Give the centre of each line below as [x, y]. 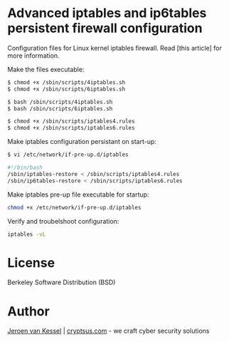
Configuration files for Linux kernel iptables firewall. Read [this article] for [114, 48]
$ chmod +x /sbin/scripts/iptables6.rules [71, 128]
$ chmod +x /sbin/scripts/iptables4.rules [71, 121]
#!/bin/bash [25, 168]
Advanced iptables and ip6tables [107, 13]
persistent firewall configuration [105, 28]
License [31, 263]
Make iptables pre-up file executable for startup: [78, 195]
